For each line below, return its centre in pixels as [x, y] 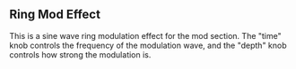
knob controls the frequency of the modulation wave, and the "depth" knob [148, 45]
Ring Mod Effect [55, 15]
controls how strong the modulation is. [80, 54]
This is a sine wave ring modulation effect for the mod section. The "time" [145, 35]
